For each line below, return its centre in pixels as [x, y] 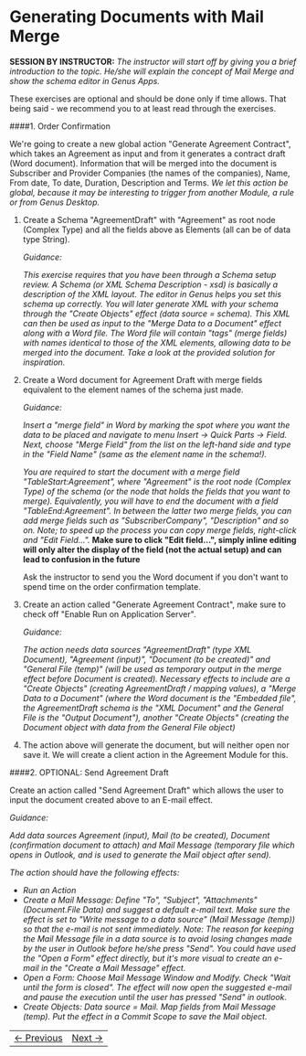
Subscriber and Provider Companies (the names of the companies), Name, [150, 173]
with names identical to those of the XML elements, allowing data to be [157, 342]
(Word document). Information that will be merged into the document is [143, 163]
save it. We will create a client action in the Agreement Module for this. [155, 754]
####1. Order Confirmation [60, 126]
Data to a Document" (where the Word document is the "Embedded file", [159, 698]
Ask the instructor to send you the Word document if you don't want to [156, 577]
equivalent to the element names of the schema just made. [133, 389]
